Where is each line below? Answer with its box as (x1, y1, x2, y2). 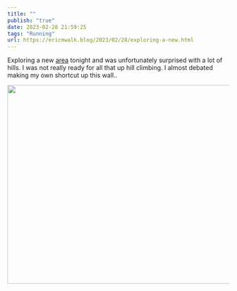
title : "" (7, 10, 37, 18)
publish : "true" (7, 17, 55, 24)
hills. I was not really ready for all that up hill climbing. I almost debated (7, 64, 214, 72)
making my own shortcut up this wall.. (7, 71, 118, 80)
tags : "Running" (7, 30, 55, 37)
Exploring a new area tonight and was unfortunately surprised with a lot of (7, 56, 223, 64)
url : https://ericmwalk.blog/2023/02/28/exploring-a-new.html (7, 37, 194, 44)
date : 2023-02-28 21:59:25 (7, 23, 87, 30)
